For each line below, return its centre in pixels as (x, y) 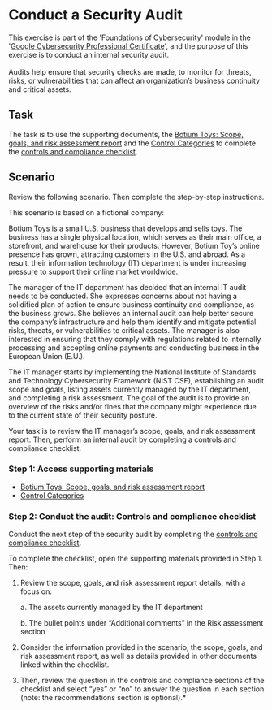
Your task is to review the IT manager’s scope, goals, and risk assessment (132, 431)
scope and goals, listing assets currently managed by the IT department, (130, 389)
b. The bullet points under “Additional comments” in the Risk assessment (142, 623)
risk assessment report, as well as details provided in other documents (138, 656)
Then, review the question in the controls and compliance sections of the (142, 681)
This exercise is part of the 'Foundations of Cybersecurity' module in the (130, 37)
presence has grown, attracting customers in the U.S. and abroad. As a (127, 254)
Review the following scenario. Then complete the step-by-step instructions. (136, 197)
